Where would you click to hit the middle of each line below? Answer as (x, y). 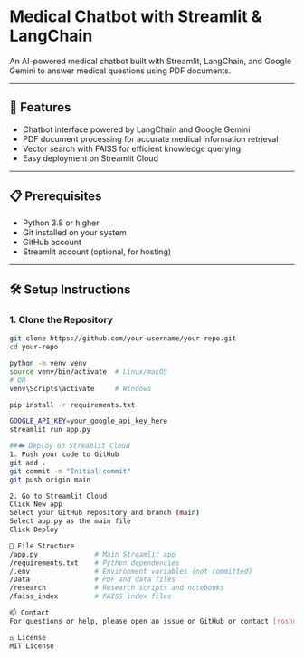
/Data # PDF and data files (93, 580)
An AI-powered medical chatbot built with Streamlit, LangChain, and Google (151, 61)
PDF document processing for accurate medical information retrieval (150, 138)
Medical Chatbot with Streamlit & (136, 17)
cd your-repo (34, 347)
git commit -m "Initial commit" (70, 471)
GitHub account (52, 242)
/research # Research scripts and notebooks (117, 588)
